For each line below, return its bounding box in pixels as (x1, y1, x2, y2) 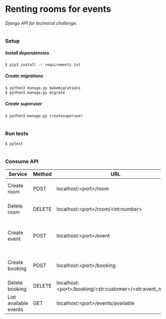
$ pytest (5, 141, 23, 146)
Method (33, 171, 52, 178)
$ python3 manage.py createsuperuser (5, 113, 83, 118)
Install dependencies (5, 50, 49, 55)
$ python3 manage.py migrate (5, 90, 65, 95)
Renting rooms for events (5, 3, 111, 15)
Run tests (5, 130, 29, 137)
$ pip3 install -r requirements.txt (5, 62, 81, 67)
